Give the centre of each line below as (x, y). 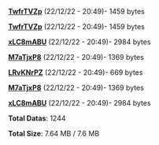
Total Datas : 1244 (37, 118)
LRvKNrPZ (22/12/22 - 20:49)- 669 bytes (76, 72)
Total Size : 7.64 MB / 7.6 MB (54, 134)
